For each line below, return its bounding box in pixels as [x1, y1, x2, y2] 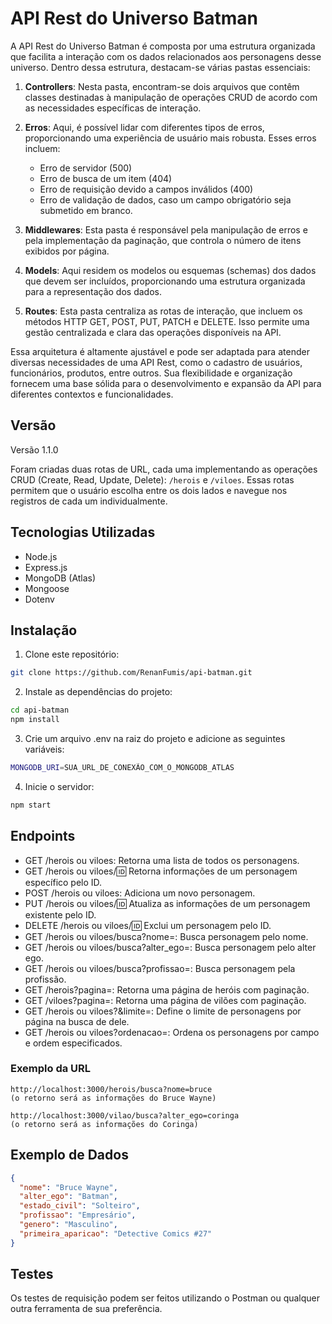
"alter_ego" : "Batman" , [19, 1192, 118, 1202]
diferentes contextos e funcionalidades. [10, 388, 174, 400]
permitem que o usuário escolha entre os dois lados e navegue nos [10, 484, 288, 496]
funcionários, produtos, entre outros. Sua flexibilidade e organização [10, 367, 293, 379]
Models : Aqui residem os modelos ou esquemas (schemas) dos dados [24, 264, 317, 276]
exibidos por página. [24, 245, 110, 257]
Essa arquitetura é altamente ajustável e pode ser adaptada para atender [10, 345, 310, 357]
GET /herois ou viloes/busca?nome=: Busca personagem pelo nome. [24, 930, 309, 942]
